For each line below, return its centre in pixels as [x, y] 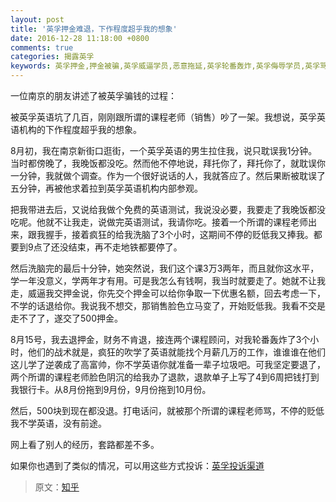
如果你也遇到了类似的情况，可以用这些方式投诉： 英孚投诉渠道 [137, 465]
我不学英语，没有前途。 [58, 423]
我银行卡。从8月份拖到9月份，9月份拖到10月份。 [111, 389]
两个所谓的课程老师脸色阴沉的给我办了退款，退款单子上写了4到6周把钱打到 [165, 377]
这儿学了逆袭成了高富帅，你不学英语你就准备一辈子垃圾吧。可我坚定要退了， [168, 364]
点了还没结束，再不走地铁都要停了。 [108, 247]
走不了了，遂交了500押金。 [66, 318]
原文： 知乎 [57, 487]
